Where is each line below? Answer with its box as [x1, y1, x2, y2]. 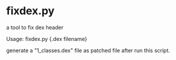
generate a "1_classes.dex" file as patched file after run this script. [6, 46, 170, 54]
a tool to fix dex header [6, 24, 64, 31]
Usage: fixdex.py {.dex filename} [6, 35, 87, 42]
